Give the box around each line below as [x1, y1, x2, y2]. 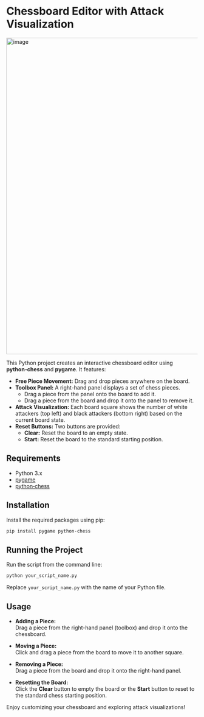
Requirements [6, 453, 61, 464]
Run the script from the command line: [6, 561, 103, 568]
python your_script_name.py [6, 573, 78, 579]
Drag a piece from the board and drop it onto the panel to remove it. [24, 397, 194, 404]
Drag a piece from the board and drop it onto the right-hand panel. [15, 666, 182, 674]
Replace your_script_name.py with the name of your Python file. [6, 584, 166, 591]
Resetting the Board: [15, 679, 69, 686]
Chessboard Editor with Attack [6, 4, 165, 18]
